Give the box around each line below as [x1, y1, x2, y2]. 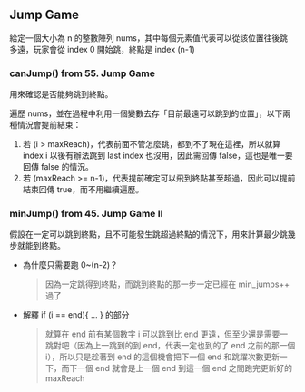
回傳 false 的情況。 [22, 162, 93, 172]
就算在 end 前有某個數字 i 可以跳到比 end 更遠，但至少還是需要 [44, 328, 280, 339]
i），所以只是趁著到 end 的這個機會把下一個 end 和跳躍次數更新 [44, 351, 280, 362]
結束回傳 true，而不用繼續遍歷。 [22, 184, 144, 195]
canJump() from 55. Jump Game [9, 67, 156, 80]
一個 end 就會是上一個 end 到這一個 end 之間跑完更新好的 [76, 363, 293, 374]
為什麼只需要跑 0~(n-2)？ [22, 260, 118, 270]
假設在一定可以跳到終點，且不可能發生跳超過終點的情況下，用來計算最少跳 [9, 229, 288, 240]
